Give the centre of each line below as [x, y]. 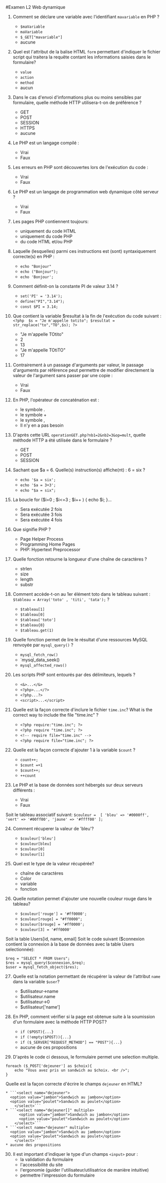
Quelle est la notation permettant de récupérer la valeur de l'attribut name [86, 976]
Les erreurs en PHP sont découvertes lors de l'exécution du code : [81, 167]
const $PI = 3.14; [39, 307]
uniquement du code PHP [46, 236]
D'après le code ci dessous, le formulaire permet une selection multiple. [86, 1057]
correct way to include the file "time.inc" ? [56, 715]
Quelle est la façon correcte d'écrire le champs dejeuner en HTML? [74, 1084]
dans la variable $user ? [36, 982]
